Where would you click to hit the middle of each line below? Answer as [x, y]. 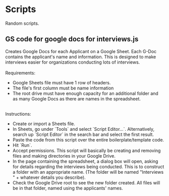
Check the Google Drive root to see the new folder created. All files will [86, 182]
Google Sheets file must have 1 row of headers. [62, 82]
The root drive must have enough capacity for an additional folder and [86, 93]
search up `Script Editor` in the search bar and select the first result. [83, 134]
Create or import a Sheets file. [44, 124]
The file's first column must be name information [63, 88]
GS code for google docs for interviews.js [72, 39]
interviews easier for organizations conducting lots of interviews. [73, 62]
